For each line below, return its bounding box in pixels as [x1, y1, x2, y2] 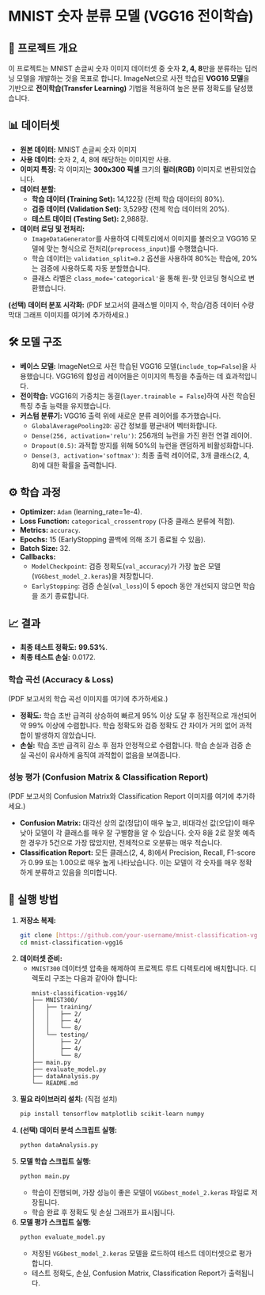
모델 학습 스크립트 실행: [19, 1156, 92, 1166]
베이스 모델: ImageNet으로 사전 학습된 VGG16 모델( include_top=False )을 [19, 361, 248, 370]
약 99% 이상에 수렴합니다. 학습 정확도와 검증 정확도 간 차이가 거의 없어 [19, 720, 237, 730]
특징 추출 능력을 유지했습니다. [19, 401, 112, 410]
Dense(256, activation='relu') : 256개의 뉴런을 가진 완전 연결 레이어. [31, 431, 252, 440]
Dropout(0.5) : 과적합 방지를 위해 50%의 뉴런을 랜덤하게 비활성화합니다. [31, 440, 255, 450]
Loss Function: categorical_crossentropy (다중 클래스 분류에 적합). [19, 516, 236, 526]
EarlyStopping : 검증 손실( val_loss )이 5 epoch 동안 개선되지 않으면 [31, 581, 241, 591]
